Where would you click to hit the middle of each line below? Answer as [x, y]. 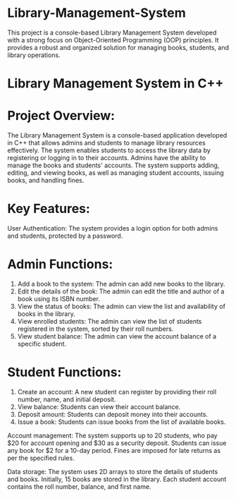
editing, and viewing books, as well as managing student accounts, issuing [116, 173]
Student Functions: [64, 372]
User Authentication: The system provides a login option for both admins [113, 228]
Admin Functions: [60, 264]
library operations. [34, 55]
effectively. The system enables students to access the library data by [109, 150]
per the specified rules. [41, 458]
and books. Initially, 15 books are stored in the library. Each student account [117, 479]
